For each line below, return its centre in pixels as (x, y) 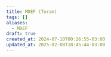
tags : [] (17, 17)
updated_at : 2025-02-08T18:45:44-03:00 (56, 45)
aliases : (17, 23)
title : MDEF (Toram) (32, 12)
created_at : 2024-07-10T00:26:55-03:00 (56, 39)
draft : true (21, 34)
